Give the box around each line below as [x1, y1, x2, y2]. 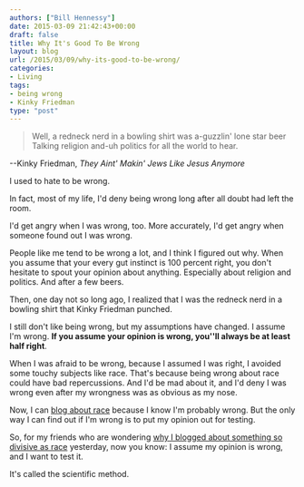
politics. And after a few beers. [9, 277, 124, 287]
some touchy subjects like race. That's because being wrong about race [9, 368, 279, 379]
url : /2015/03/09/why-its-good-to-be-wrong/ [9, 55, 181, 64]
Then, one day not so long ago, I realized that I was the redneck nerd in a [9, 294, 283, 305]
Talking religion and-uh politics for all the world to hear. [31, 141, 239, 151]
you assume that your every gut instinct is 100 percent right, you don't [9, 258, 272, 268]
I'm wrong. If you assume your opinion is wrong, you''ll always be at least [9, 331, 290, 342]
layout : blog [9, 47, 59, 56]
